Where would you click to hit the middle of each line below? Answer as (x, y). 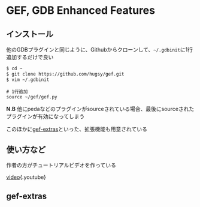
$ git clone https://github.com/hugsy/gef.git (65, 74)
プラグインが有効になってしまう (46, 116)
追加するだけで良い (30, 57)
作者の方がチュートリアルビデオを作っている (61, 165)
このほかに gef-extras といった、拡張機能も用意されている (77, 129)
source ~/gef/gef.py (32, 97)
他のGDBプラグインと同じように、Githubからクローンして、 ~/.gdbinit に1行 (100, 49)
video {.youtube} (26, 177)
